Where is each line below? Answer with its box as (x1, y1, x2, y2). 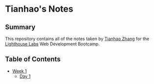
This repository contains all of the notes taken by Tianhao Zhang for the (5, 36, 150, 42)
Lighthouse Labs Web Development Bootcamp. (5, 41, 100, 47)
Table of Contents (5, 55, 61, 63)
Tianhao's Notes (5, 3, 73, 15)
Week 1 (12, 68, 27, 74)
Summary (5, 23, 36, 31)
